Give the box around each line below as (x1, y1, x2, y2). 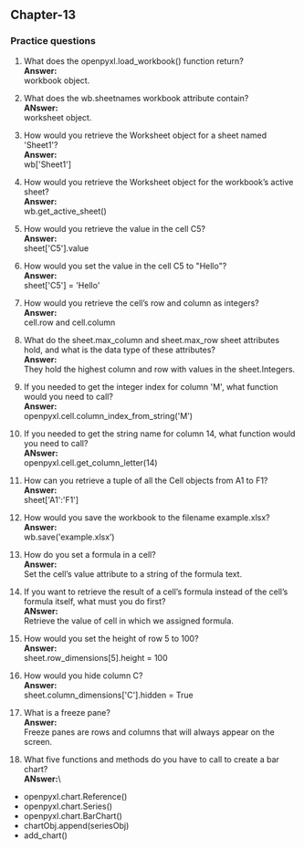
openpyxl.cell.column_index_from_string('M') (23, 410, 194, 421)
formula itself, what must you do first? (23, 595, 166, 606)
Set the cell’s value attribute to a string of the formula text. (23, 568, 243, 579)
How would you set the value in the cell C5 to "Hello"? (23, 260, 227, 271)
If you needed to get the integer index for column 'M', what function (23, 381, 278, 392)
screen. (23, 736, 53, 747)
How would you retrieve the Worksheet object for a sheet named (23, 130, 267, 141)
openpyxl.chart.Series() (23, 801, 113, 812)
